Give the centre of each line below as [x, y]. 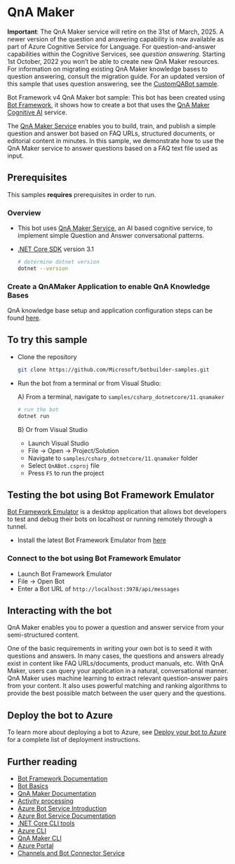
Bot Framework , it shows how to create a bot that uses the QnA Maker [109, 104]
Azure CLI [32, 831]
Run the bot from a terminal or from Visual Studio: [89, 383]
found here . [24, 318]
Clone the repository [47, 357]
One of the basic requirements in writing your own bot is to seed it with [110, 649]
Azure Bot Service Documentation [67, 816]
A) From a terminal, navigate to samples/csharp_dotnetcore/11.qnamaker [121, 396]
